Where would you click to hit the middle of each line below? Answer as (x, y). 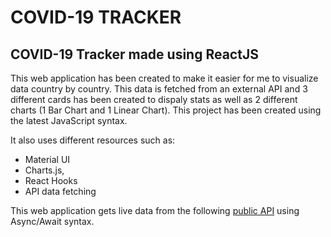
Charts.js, (44, 170)
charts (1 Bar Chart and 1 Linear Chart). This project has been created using (166, 110)
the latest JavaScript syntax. (69, 120)
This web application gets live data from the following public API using (155, 210)
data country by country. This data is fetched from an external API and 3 (159, 89)
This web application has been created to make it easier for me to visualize (164, 78)
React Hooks (51, 180)
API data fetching (60, 191)
